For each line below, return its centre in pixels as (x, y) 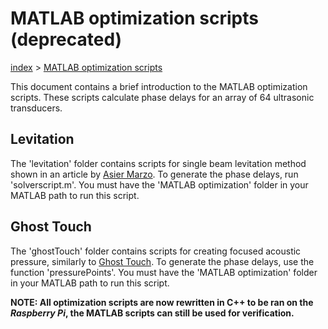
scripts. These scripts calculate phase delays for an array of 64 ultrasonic (162, 97)
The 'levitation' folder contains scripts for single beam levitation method (158, 163)
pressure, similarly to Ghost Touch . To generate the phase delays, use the (162, 261)
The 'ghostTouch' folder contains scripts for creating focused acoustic (156, 251)
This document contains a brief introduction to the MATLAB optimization (159, 86)
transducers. (36, 108)
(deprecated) (66, 39)
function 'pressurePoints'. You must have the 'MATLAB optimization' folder (164, 272)
